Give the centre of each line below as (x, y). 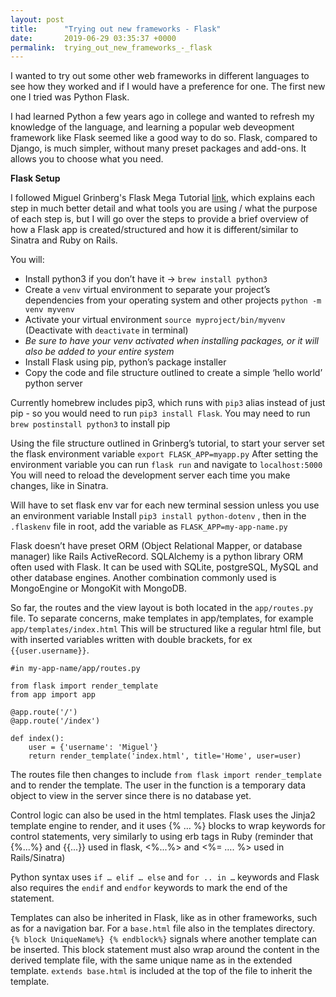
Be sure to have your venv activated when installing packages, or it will (171, 341)
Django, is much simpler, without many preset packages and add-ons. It (158, 148)
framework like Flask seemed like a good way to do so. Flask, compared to (164, 138)
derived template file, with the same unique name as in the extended (151, 960)
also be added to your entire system (99, 352)
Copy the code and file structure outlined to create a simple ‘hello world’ (173, 373)
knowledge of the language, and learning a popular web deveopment (152, 127)
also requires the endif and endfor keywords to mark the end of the (149, 888)
